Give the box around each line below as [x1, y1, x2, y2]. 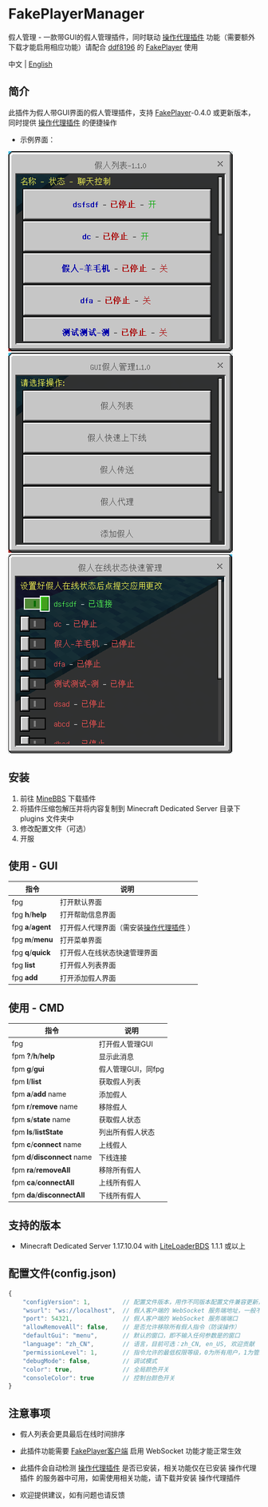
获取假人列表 [98, 1077, 141, 1086]
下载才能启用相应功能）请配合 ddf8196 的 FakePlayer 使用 [8, 42, 199, 52]
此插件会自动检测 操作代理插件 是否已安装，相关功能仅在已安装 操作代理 [19, 1463, 257, 1473]
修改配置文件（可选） [19, 823, 90, 833]
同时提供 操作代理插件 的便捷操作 [8, 118, 117, 127]
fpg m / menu [11, 935, 53, 945]
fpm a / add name [11, 1089, 67, 1099]
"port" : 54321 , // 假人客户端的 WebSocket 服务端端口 [22, 1315, 238, 1323]
